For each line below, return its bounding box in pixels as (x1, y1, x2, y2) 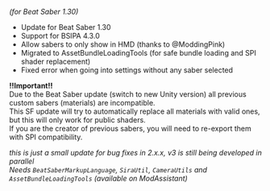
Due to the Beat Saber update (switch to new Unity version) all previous (9, 89, 247, 99)
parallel (9, 156, 35, 166)
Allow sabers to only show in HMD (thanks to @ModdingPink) (20, 39, 226, 49)
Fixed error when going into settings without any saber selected (20, 65, 233, 75)
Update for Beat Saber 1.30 (20, 23, 111, 31)
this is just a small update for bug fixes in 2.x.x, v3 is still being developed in (9, 148, 263, 157)
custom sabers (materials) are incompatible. (9, 98, 156, 107)
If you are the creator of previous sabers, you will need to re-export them (9, 124, 252, 133)
